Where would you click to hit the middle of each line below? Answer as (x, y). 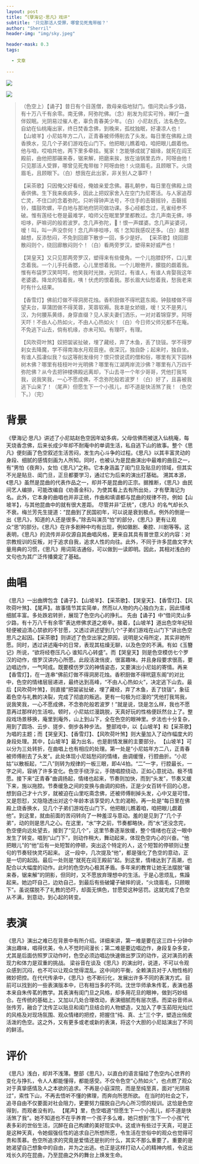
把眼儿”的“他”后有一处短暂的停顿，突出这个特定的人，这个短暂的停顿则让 (95, 845)
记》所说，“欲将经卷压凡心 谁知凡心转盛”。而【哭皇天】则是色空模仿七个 (95, 652)
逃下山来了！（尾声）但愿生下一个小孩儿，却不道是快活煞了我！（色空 (106, 386)
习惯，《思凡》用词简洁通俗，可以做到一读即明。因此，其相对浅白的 (108, 549)
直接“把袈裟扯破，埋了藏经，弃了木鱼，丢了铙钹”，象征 (123, 689)
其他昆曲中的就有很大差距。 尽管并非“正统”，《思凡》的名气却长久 (109, 505)
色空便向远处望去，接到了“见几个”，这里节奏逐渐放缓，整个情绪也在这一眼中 (99, 830)
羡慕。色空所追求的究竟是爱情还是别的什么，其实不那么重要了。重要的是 (105, 1140)
